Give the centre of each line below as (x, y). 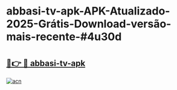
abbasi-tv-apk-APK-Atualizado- (88, 11)
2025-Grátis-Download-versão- (89, 24)
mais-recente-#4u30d (64, 37)
